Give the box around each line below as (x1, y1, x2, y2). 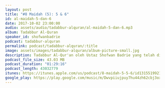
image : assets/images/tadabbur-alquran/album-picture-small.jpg (5, 48, 139, 53)
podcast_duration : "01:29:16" (5, 62, 67, 66)
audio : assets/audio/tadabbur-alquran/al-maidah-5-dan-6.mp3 (5, 25, 133, 30)
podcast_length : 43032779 (5, 66, 58, 71)
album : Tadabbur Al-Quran (5, 30, 58, 35)
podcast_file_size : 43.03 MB (5, 57, 65, 62)
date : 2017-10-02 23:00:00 (5, 21, 60, 26)
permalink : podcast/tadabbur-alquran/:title (5, 44, 98, 48)
